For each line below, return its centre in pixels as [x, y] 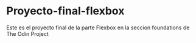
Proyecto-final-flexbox [65, 11]
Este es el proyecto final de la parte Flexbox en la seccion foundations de [98, 27]
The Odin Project [27, 33]
